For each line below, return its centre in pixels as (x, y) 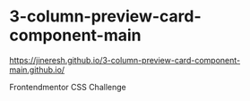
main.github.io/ (37, 70)
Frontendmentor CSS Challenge (68, 87)
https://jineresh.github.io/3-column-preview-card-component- (125, 60)
